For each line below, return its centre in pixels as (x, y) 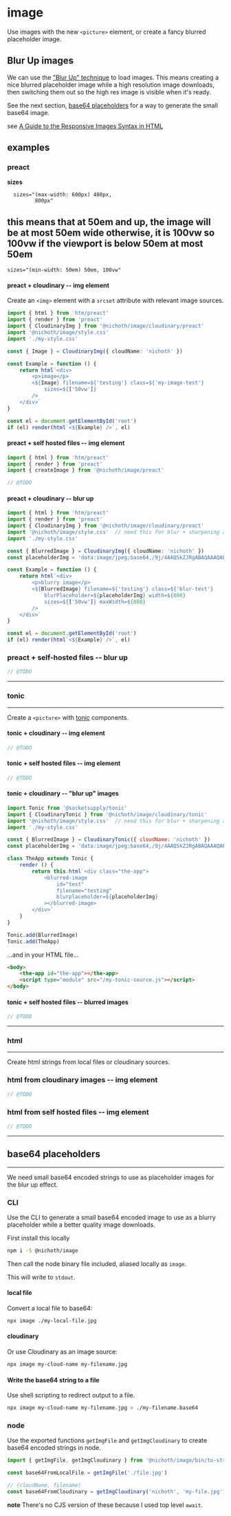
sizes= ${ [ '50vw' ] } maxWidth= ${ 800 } (95, 602)
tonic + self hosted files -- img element (64, 763)
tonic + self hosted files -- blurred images (68, 1002)
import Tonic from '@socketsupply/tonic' (67, 808)
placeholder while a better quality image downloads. (81, 1225)
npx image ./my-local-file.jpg (52, 1320)
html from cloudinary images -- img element (82, 1080)
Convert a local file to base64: (50, 1308)
